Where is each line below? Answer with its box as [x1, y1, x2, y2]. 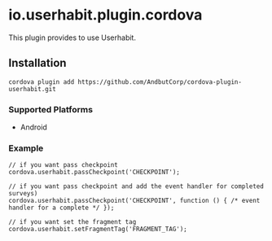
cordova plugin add [8, 77, 75, 86]
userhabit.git [8, 85, 57, 93]
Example [8, 142, 44, 154]
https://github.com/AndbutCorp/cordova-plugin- [77, 77, 243, 86]
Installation [8, 56, 67, 70]
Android [20, 122, 47, 132]
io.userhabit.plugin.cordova [8, 6, 203, 24]
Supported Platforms [8, 103, 94, 115]
